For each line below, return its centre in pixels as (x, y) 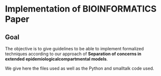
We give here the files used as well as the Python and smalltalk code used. (80, 68)
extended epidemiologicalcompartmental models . (56, 59)
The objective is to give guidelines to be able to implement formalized (74, 49)
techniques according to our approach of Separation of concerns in (73, 54)
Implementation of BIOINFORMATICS (81, 9)
